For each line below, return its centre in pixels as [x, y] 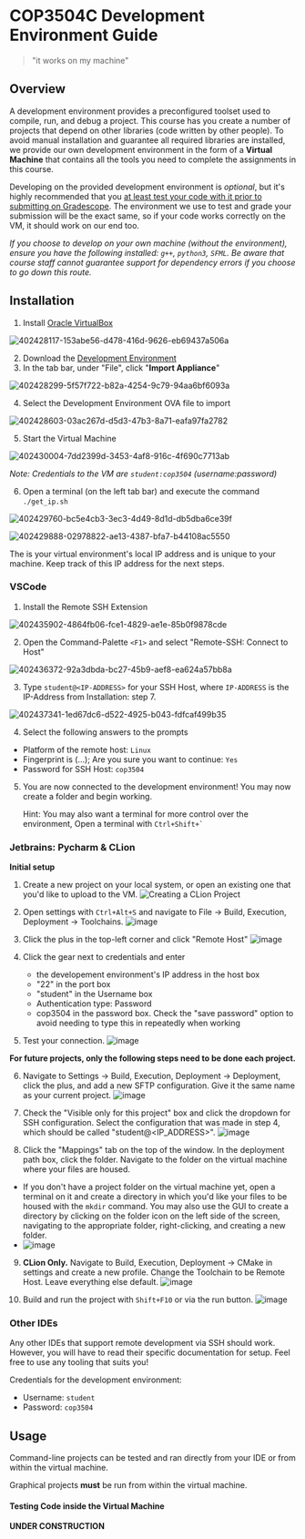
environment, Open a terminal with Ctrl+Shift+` [113, 823]
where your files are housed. [76, 1169]
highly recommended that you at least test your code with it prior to [136, 196]
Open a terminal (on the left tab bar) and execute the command [141, 491]
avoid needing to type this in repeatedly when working [138, 1023]
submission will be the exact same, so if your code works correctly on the [147, 216]
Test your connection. [64, 1041]
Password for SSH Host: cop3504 [83, 769]
